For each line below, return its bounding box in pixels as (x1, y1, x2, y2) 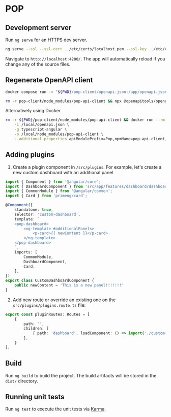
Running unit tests (5, 392, 65, 401)
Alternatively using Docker (5, 108, 61, 114)
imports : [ (14, 249, 38, 254)
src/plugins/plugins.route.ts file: (12, 302, 86, 308)
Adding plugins (5, 150, 55, 159)
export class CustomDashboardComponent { (5, 278, 95, 283)
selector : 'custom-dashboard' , (14, 212, 81, 217)
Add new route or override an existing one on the (12, 297, 116, 303)
